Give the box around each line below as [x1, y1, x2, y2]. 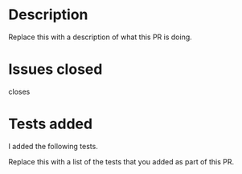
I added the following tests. [8, 141, 98, 151]
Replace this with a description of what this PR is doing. [8, 32, 193, 42]
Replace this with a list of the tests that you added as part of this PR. [8, 156, 235, 166]
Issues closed [8, 60, 103, 79]
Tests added [8, 115, 93, 133]
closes [8, 87, 31, 96]
